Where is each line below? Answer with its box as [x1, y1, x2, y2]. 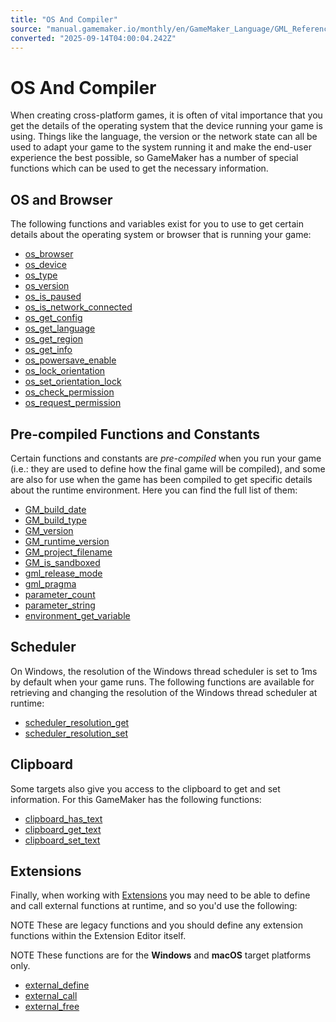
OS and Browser [10, 191, 113, 208]
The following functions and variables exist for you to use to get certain [10, 218, 305, 230]
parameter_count [24, 588, 96, 600]
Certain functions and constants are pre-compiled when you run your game [10, 452, 322, 464]
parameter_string [24, 599, 96, 611]
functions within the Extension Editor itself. [10, 930, 187, 942]
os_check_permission [24, 386, 115, 398]
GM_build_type [24, 514, 87, 526]
